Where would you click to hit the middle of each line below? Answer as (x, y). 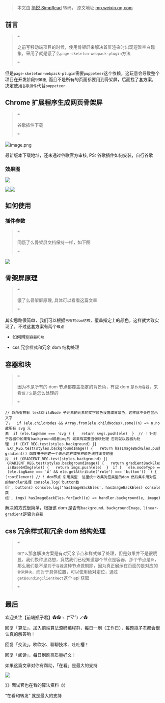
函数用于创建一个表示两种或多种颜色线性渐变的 (69, 454)
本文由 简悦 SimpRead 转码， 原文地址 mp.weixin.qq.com (75, 8)
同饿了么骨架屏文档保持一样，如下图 (54, 242)
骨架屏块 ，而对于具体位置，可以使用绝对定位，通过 (68, 572)
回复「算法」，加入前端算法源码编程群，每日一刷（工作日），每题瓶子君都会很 (82, 628)
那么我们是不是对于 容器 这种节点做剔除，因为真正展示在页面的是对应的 (87, 566)
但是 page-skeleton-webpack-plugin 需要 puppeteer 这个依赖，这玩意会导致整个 (82, 73)
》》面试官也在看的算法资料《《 (35, 685)
